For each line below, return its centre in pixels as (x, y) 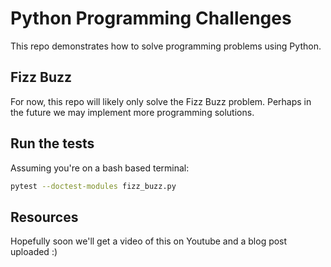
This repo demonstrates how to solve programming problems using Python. (166, 46)
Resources (44, 217)
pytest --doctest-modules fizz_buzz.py (93, 186)
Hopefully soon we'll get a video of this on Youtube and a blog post (149, 241)
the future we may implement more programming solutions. (132, 112)
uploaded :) (34, 252)
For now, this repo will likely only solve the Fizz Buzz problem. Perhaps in (161, 101)
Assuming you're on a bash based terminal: (100, 168)
